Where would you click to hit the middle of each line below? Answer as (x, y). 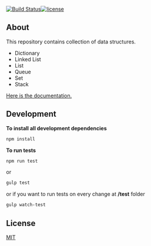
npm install (21, 139)
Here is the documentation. (39, 95)
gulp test (18, 183)
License (21, 223)
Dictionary (27, 53)
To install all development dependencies (56, 128)
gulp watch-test (26, 205)
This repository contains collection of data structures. (71, 42)
